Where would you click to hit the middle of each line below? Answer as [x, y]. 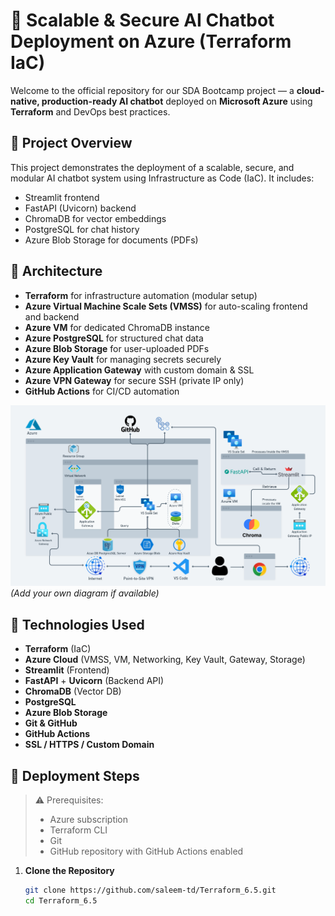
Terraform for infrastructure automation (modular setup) [141, 295]
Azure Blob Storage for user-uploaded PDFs [117, 348]
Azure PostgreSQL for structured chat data [114, 338]
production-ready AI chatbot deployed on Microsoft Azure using [177, 101]
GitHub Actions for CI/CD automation [102, 391]
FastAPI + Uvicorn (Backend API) [94, 681]
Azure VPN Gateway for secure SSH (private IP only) [134, 380]
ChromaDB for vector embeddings [95, 218]
